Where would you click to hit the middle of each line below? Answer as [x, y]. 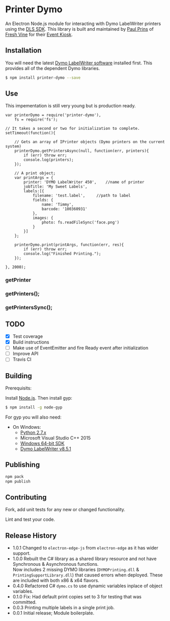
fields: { [43, 200]
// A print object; [35, 173]
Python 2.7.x [33, 432]
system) [13, 147]
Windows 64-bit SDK [42, 444]
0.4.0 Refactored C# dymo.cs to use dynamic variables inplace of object [88, 586]
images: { [43, 218]
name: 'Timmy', [58, 205]
